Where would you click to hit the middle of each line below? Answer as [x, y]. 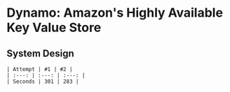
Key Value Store [54, 28]
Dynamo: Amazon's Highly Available [115, 13]
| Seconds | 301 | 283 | [43, 82]
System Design [40, 53]
